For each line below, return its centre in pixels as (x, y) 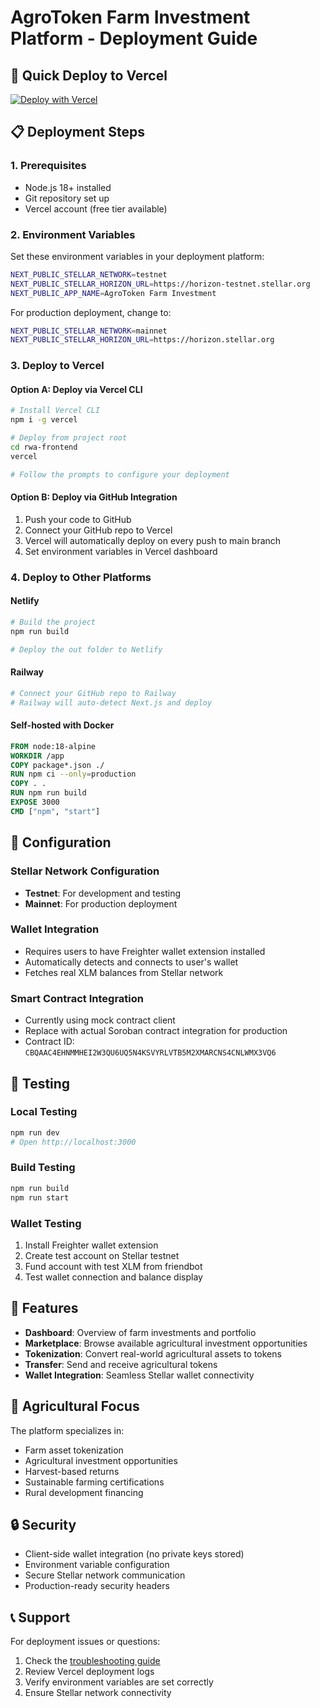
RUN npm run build (48, 793)
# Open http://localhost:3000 (73, 1142)
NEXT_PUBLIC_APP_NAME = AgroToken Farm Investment (113, 293)
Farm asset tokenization (74, 1450)
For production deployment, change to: (91, 312)
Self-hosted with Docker (62, 725)
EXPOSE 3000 (35, 802)
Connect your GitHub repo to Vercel (98, 530)
